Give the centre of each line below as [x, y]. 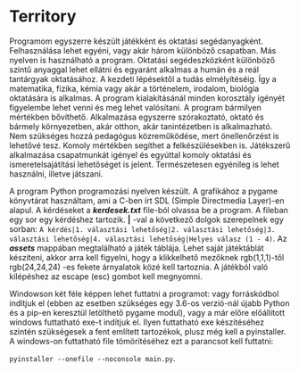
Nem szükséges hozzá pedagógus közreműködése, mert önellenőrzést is [144, 136]
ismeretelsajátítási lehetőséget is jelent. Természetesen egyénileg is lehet [144, 164]
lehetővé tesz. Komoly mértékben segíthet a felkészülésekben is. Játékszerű [150, 145]
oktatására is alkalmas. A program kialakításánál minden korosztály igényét [147, 98]
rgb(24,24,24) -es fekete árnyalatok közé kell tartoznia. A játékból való [139, 267]
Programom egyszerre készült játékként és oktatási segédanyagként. [136, 41]
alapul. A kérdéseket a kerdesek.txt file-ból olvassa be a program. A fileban [149, 210]
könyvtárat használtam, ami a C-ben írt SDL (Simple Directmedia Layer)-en [147, 200]
